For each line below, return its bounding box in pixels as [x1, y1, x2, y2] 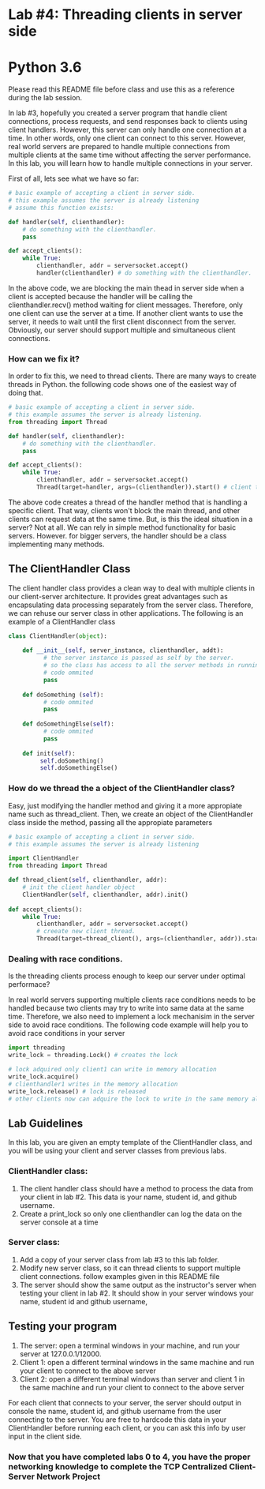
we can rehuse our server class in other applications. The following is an [8, 608, 244, 617]
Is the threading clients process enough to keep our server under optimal [8, 971, 246, 981]
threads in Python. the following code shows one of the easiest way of [8, 380, 237, 389]
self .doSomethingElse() [39, 764, 118, 772]
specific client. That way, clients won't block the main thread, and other [8, 505, 241, 515]
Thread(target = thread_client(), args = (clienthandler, [36, 935, 217, 943]
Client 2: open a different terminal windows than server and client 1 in [19, 1374, 245, 1383]
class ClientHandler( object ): [8, 632, 108, 640]
